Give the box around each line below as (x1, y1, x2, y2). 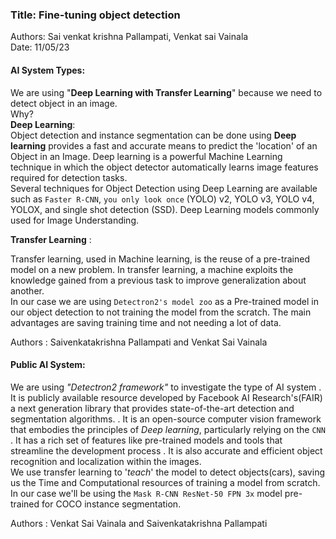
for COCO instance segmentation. (41, 498, 182, 510)
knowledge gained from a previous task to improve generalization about (10, 274, 307, 286)
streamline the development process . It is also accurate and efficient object (10, 444, 323, 457)
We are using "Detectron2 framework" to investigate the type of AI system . (10, 381, 322, 393)
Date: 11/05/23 (10, 41, 70, 53)
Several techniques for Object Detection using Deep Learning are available (10, 182, 318, 194)
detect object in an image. (10, 97, 118, 109)
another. (10, 284, 45, 297)
